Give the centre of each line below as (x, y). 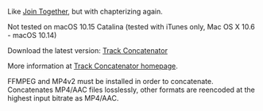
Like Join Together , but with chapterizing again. (85, 11)
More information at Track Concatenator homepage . (93, 66)
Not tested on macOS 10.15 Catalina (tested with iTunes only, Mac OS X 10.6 (131, 27)
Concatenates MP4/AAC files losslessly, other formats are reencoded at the (131, 90)
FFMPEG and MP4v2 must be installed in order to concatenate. (110, 81)
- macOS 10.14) (32, 35)
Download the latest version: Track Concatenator (88, 50)
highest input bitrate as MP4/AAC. (63, 98)
